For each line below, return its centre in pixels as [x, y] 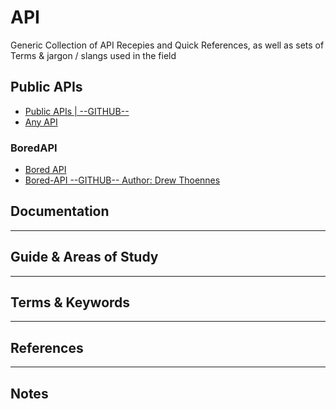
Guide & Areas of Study [84, 257]
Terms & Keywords [70, 302]
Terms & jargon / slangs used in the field [93, 55]
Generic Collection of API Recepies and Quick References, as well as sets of [167, 45]
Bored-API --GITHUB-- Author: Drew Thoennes [122, 180]
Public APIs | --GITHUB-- [77, 111]
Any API [41, 122]
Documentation [60, 211]
